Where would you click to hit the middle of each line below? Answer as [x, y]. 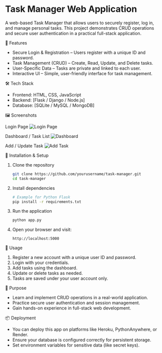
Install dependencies [34, 188]
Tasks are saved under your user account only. [60, 278]
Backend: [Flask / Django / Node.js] [49, 100]
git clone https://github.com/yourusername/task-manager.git [77, 174]
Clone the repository [33, 165]
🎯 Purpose [16, 288]
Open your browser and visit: [42, 230]
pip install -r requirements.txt [47, 202]
